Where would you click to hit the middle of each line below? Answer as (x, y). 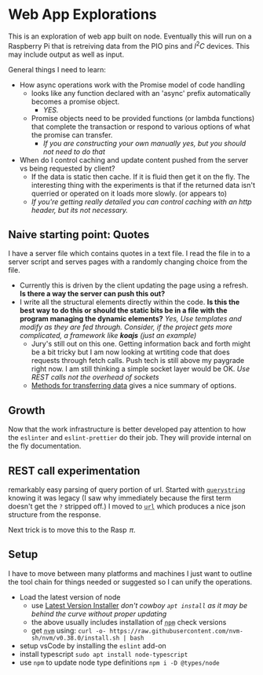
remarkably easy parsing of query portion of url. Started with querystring (127, 490)
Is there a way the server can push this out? (92, 294)
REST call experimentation (74, 470)
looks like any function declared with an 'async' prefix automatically (141, 93)
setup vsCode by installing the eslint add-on (93, 645)
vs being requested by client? (67, 168)
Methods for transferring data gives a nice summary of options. (134, 386)
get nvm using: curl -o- (69, 630)
